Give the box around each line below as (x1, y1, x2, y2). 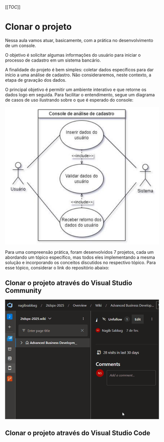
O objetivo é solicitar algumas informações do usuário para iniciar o (5, 52, 141, 58)
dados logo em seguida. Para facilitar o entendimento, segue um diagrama (5, 91, 155, 97)
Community (5, 287, 42, 295)
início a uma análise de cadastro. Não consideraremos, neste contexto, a (5, 72, 151, 78)
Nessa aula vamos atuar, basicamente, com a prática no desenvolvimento (5, 37, 154, 43)
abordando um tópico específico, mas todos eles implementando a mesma (5, 254, 155, 260)
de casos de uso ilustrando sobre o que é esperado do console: (5, 97, 133, 103)
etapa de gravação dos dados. (5, 77, 67, 83)
